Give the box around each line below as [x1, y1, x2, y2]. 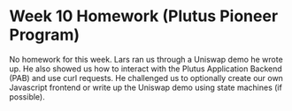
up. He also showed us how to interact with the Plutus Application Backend [9, 63, 283, 74]
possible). [9, 91, 46, 102]
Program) [9, 25, 81, 45]
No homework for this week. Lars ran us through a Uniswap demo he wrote [9, 54, 283, 64]
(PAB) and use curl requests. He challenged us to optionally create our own [9, 72, 283, 83]
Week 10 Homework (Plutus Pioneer [9, 6, 279, 26]
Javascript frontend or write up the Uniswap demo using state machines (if [9, 82, 283, 92]
